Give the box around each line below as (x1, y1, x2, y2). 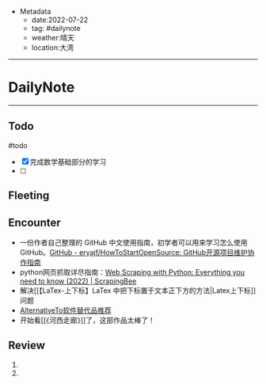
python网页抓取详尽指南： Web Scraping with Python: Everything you (19, 267, 245, 276)
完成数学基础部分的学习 (29, 157, 107, 166)
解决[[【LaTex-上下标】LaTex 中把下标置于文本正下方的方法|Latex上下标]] (19, 285, 256, 295)
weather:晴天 (31, 33, 75, 42)
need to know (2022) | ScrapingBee (19, 276, 137, 286)
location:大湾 (31, 43, 74, 52)
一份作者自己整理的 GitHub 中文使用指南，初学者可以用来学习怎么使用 (19, 238, 248, 247)
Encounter (8, 215, 61, 229)
